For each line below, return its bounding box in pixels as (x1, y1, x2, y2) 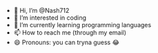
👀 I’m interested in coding (13, 14, 87, 22)
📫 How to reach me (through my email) (13, 29, 126, 37)
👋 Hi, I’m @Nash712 (13, 7, 70, 14)
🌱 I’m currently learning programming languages (13, 21, 152, 29)
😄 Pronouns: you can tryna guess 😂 (13, 38, 119, 46)
